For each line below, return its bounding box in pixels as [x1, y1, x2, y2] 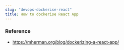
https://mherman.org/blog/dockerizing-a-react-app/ [12, 39, 120, 45]
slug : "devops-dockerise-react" [5, 7, 72, 12]
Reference [5, 28, 31, 35]
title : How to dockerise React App [5, 12, 79, 17]
